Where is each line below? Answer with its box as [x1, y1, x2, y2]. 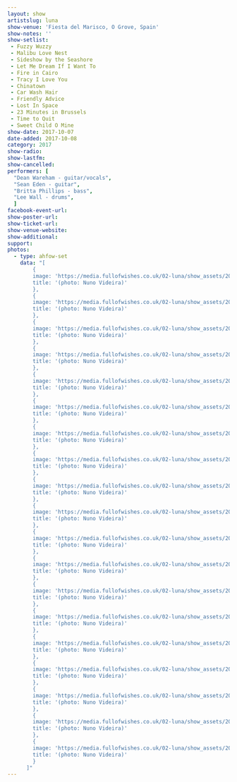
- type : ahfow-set [13, 253, 68, 260]
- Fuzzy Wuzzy [10, 43, 52, 50]
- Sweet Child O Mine [10, 121, 74, 129]
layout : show [7, 10, 46, 18]
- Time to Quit [10, 115, 55, 122]
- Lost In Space [10, 102, 59, 109]
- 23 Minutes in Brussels [10, 109, 87, 116]
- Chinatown [10, 83, 46, 90]
